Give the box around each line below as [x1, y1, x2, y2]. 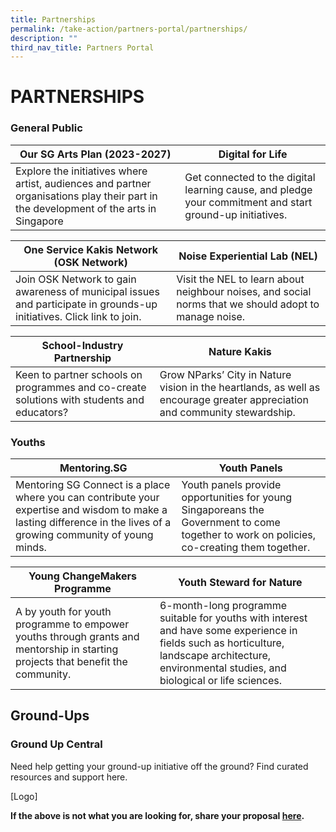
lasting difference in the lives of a [15, 516, 172, 530]
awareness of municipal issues [15, 284, 160, 298]
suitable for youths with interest [159, 611, 308, 625]
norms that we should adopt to [176, 297, 320, 311]
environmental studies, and [159, 661, 287, 675]
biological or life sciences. [159, 674, 282, 688]
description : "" [10, 33, 78, 43]
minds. [15, 541, 47, 555]
